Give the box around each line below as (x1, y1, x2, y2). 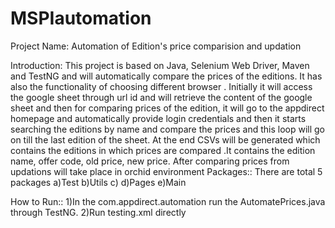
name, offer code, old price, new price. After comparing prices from (10, 155, 290, 167)
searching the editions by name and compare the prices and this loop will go (10, 123, 325, 135)
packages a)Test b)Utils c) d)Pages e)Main (10, 176, 187, 188)
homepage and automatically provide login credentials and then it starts (10, 112, 307, 124)
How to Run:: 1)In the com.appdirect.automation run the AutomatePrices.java (10, 195, 326, 207)
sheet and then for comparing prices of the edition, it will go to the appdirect (10, 102, 325, 114)
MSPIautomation (10, 7, 152, 30)
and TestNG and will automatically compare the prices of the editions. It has (10, 70, 323, 82)
